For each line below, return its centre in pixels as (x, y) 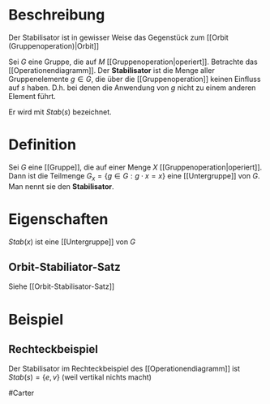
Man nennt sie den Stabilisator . (62, 186)
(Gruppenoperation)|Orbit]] (54, 45)
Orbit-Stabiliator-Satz (65, 267)
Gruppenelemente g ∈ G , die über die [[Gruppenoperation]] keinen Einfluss (135, 79)
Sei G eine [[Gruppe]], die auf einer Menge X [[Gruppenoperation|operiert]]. (135, 167)
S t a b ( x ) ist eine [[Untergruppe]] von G (72, 242)
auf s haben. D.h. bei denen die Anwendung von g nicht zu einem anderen (132, 88)
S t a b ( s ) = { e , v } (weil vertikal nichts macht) (80, 377)
